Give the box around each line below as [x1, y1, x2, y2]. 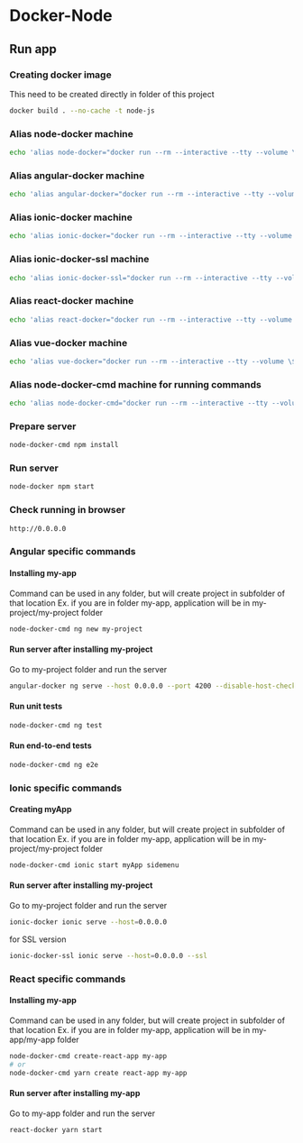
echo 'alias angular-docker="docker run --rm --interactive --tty [9, 190, 264, 199]
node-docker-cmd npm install [9, 441, 119, 450]
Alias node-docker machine [9, 127, 133, 140]
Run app [9, 41, 57, 57]
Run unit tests [9, 700, 63, 712]
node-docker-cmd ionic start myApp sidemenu [9, 860, 179, 870]
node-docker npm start [9, 482, 95, 491]
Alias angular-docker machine [9, 169, 145, 181]
